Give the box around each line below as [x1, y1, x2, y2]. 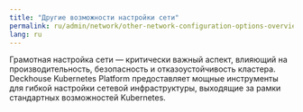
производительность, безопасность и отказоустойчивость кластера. [9, 64, 277, 74]
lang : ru [9, 30, 42, 39]
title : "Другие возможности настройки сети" [9, 13, 179, 22]
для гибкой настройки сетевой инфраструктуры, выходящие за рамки [9, 82, 281, 94]
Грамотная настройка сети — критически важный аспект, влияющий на [9, 55, 289, 65]
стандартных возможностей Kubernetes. [9, 92, 167, 103]
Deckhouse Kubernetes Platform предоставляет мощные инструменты [9, 73, 280, 84]
